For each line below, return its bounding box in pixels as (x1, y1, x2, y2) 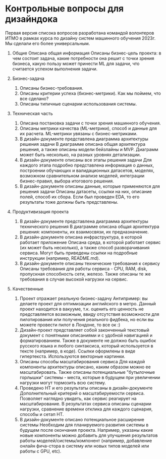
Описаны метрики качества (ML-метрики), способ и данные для (19, 125, 157, 131)
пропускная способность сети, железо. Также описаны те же (19, 271, 151, 277)
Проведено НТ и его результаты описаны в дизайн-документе (19, 385, 153, 391)
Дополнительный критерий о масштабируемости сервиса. (19, 390, 145, 396)
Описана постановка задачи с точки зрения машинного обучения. (19, 120, 161, 126)
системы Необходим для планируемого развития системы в (19, 422, 149, 428)
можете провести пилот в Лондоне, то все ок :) (19, 322, 120, 328)
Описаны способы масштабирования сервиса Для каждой (19, 358, 145, 364)
